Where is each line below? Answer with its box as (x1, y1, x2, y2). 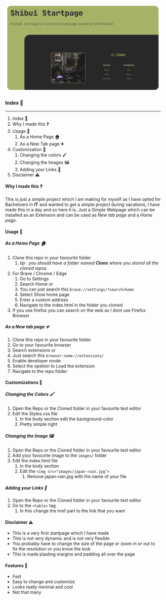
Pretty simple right (19, 421, 58, 427)
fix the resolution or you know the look (12, 546, 91, 552)
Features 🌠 (5, 562, 28, 568)
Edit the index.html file (12, 458, 58, 464)
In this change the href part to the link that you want (19, 508, 125, 514)
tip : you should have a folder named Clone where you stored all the (19, 260, 159, 266)
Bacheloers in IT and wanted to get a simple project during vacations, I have (5, 201, 160, 207)
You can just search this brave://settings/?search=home (19, 286, 134, 292)
